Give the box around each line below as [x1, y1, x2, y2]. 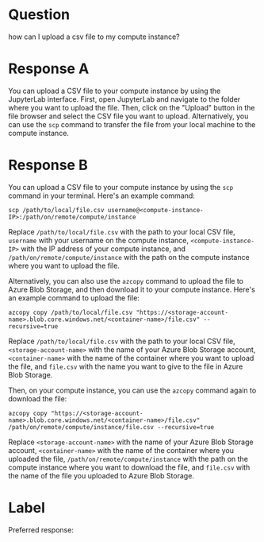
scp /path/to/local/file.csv [8, 206, 105, 214]
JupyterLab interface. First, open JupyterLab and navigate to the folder [8, 94, 241, 104]
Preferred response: [8, 525, 74, 534]
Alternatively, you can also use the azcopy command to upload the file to [8, 276, 244, 285]
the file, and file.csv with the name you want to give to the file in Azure [8, 362, 243, 371]
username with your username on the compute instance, [8, 235, 189, 245]
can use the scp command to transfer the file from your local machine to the [8, 119, 256, 129]
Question [8, 6, 70, 24]
